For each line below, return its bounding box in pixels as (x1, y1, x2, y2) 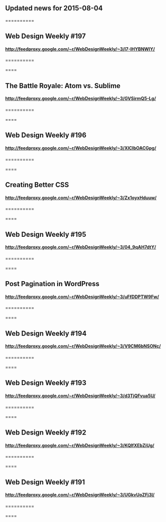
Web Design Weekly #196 (5, 131, 86, 140)
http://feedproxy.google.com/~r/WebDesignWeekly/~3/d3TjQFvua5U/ (5, 392, 156, 399)
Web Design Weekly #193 (5, 379, 86, 387)
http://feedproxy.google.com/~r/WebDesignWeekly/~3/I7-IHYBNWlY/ (5, 46, 155, 52)
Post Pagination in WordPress (5, 280, 100, 288)
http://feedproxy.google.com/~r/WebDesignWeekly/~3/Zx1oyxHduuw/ (5, 195, 157, 201)
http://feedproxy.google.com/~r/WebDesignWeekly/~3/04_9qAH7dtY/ (5, 244, 156, 250)
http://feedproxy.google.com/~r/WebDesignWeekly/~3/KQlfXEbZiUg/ (5, 442, 154, 448)
